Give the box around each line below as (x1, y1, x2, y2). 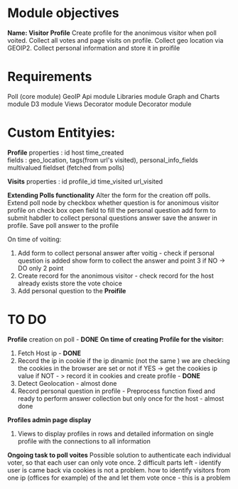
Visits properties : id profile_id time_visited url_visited (7, 177, 163, 186)
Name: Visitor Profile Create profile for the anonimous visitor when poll (7, 28, 217, 37)
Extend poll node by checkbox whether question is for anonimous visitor (7, 198, 219, 207)
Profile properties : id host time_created (7, 148, 124, 157)
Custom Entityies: (7, 125, 116, 141)
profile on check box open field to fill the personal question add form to (7, 206, 216, 214)
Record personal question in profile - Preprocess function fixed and (17, 387, 215, 395)
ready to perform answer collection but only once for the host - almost (17, 394, 225, 403)
